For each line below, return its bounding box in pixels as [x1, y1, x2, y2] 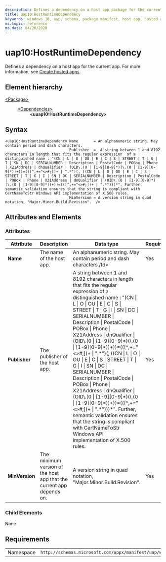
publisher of [40, 353, 68, 360]
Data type [94, 241, 119, 248]
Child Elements [5, 509, 42, 516]
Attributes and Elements [5, 213, 82, 221]
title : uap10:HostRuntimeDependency [5, 12, 81, 17]
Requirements [5, 535, 49, 544]
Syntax [5, 125, 28, 134]
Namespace [7, 549, 36, 556]
